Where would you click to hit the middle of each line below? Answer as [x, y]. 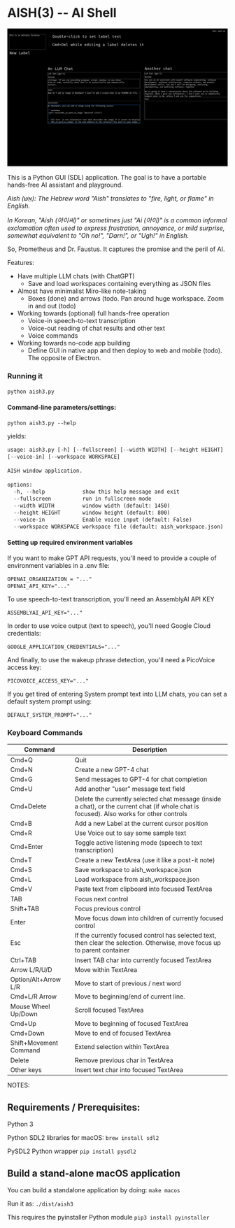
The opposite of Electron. [64, 357]
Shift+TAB [25, 908]
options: [20, 485]
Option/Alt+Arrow [36, 980]
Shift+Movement [34, 1043]
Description [150, 750]
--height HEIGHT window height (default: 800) [92, 513]
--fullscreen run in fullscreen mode [83, 499]
